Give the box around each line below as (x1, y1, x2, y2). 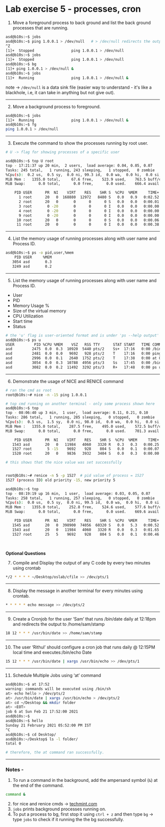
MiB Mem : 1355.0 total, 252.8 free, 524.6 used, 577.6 (5, 505, 146, 510)
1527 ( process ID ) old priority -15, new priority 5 (5, 477, 116, 483)
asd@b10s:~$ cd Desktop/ (5, 732, 56, 737)
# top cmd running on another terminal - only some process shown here (5, 401, 155, 406)
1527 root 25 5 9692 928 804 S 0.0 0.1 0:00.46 (12, 532, 160, 537)
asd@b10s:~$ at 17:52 (5, 682, 50, 687)
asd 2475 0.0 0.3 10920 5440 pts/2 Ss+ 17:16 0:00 (5, 347, 151, 352)
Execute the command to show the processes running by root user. (12, 140, 148, 146)
